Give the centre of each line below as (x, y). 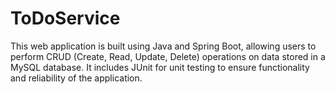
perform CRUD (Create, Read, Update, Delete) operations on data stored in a (168, 56)
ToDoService (65, 18)
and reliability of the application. (76, 78)
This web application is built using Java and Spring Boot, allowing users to (163, 46)
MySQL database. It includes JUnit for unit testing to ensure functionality (160, 67)
